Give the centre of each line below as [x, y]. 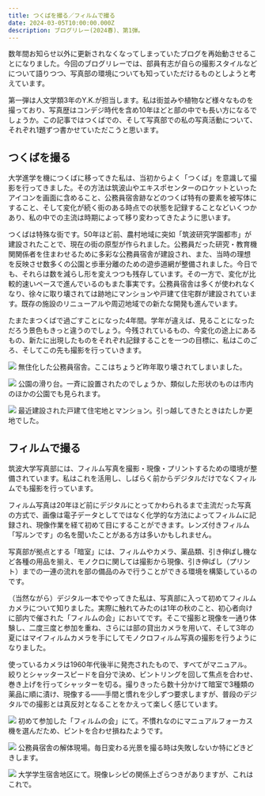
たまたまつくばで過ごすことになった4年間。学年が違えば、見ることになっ [128, 321]
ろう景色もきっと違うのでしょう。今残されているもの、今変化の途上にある [136, 330]
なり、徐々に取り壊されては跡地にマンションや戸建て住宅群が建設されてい [129, 294]
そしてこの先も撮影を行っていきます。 [84, 350]
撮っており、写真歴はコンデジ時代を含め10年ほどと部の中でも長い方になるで [132, 110]
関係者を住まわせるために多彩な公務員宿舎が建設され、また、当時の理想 [133, 254]
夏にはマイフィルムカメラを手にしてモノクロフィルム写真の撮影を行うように [132, 638]
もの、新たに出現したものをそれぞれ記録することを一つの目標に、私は [123, 341]
